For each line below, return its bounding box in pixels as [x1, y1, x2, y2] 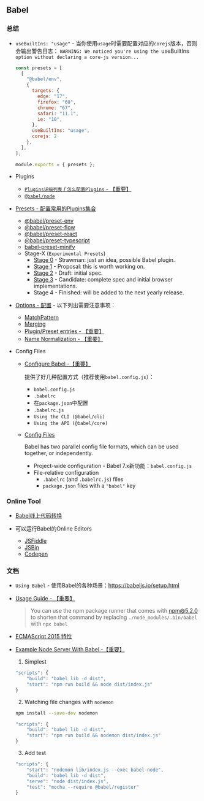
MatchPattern [24, 313, 59, 321]
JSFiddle [24, 537, 47, 545]
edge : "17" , [37, 93, 68, 100]
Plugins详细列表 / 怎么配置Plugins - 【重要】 [24, 185, 132, 193]
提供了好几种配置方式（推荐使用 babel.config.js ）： [24, 373, 154, 380]
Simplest [24, 658, 47, 665]
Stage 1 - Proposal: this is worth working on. [33, 263, 145, 270]
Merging [24, 320, 46, 328]
